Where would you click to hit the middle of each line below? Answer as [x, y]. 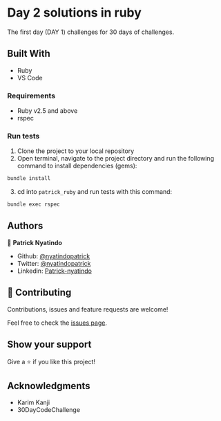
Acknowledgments [49, 386]
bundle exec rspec [33, 205]
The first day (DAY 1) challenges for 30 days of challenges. [91, 32]
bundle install [29, 179]
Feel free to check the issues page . [57, 323]
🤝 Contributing [39, 293]
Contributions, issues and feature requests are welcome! [88, 309]
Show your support [49, 344]
